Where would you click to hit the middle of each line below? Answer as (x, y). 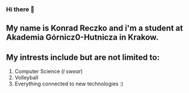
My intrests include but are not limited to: (83, 57)
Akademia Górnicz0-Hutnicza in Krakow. (82, 37)
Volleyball (26, 78)
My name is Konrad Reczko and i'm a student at (95, 28)
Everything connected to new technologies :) (69, 84)
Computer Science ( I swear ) (49, 71)
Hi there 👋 (21, 9)
